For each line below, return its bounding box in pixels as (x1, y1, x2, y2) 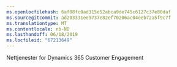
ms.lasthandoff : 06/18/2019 (6, 32, 78, 38)
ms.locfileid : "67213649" (6, 37, 72, 43)
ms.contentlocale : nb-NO (6, 26, 70, 32)
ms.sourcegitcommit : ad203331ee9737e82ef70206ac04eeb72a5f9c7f (6, 15, 171, 21)
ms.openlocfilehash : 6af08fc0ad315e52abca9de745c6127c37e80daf (6, 9, 171, 15)
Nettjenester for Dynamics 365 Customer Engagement (6, 54, 144, 61)
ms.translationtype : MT (6, 20, 67, 26)
